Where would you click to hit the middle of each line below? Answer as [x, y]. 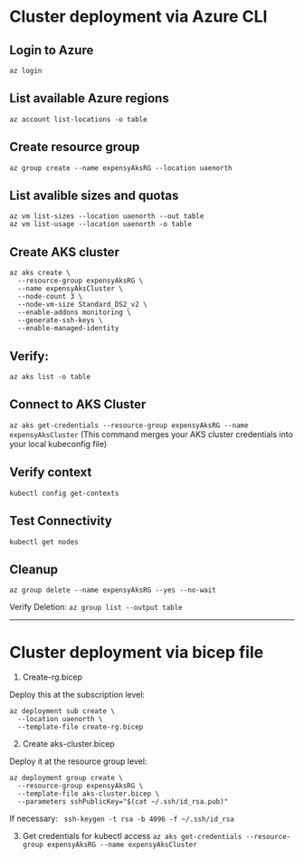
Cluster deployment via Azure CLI [138, 17]
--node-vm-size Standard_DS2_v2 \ [82, 305]
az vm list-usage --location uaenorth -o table [101, 224]
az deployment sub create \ [62, 711]
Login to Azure [52, 50]
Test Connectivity [61, 521]
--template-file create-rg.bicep [81, 727]
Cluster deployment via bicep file [137, 652]
